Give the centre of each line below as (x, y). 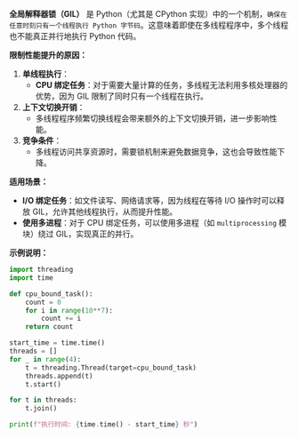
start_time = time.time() (57, 343)
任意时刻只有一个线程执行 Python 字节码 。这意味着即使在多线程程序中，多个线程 (149, 25)
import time (31, 278)
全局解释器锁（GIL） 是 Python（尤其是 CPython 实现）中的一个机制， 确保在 (148, 14)
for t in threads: (43, 400)
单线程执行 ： (45, 74)
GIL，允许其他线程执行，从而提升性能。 (105, 211)
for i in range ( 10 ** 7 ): (69, 310)
